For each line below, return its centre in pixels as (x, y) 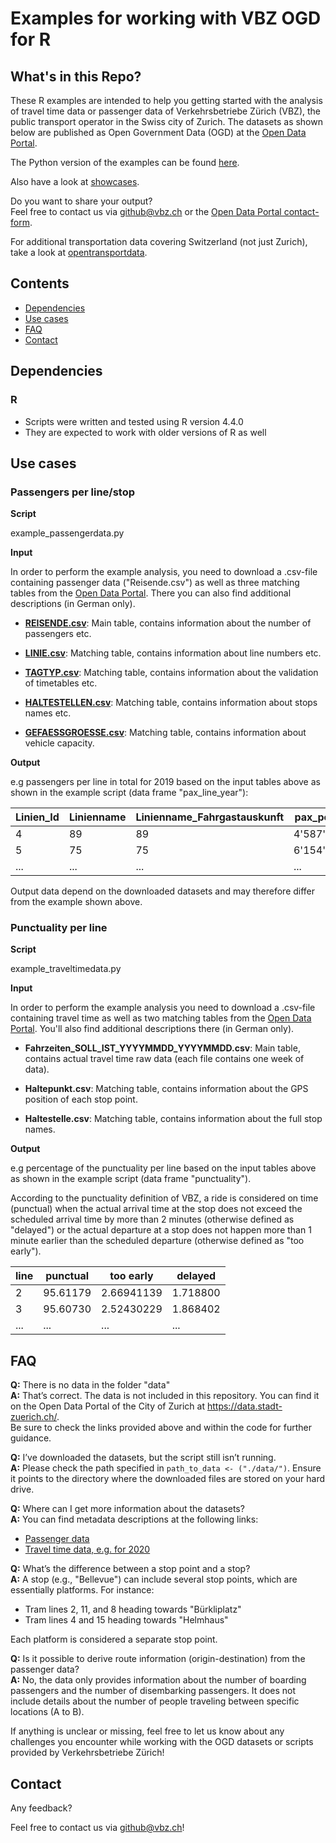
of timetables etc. (61, 683)
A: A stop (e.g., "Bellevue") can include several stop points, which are (154, 1579)
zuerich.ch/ (34, 1417)
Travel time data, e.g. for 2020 (87, 1549)
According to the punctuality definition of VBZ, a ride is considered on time (164, 1198)
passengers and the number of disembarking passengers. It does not (153, 1691)
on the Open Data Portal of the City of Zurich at (108, 1406)
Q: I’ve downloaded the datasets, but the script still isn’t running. (143, 1458)
